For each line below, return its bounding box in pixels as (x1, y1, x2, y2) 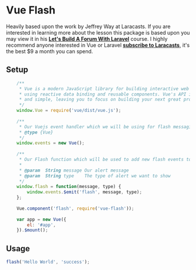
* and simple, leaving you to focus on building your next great (19, 97, 181, 102)
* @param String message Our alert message (19, 168, 129, 173)
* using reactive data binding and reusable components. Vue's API (19, 91, 187, 97)
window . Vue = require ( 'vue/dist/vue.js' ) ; (16, 108, 121, 114)
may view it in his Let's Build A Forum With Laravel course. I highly (6, 35, 168, 42)
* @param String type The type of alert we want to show (19, 173, 171, 179)
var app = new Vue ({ (16, 216, 66, 223)
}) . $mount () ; (16, 227, 48, 233)
